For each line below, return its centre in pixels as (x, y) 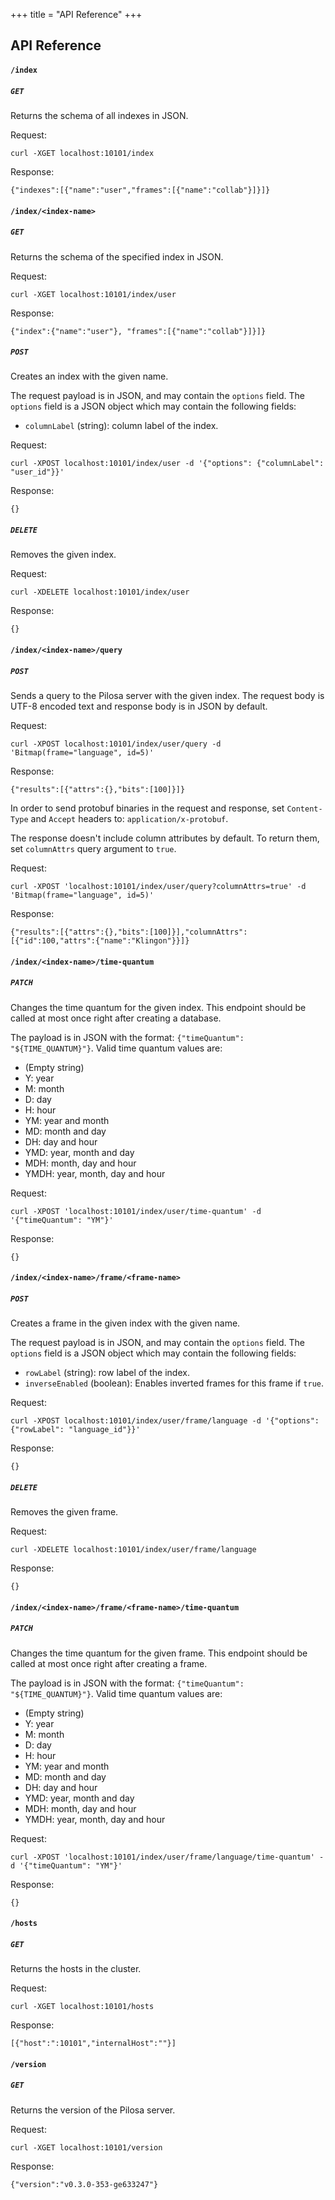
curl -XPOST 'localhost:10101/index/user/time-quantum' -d (136, 1211)
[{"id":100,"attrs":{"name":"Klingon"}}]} (100, 941)
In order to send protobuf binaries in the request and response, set (147, 808)
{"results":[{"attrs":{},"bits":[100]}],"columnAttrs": (129, 932)
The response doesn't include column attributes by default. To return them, (165, 838)
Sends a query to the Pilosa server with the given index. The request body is (167, 696)
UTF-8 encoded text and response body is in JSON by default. (139, 706)
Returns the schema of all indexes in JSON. (99, 115)
